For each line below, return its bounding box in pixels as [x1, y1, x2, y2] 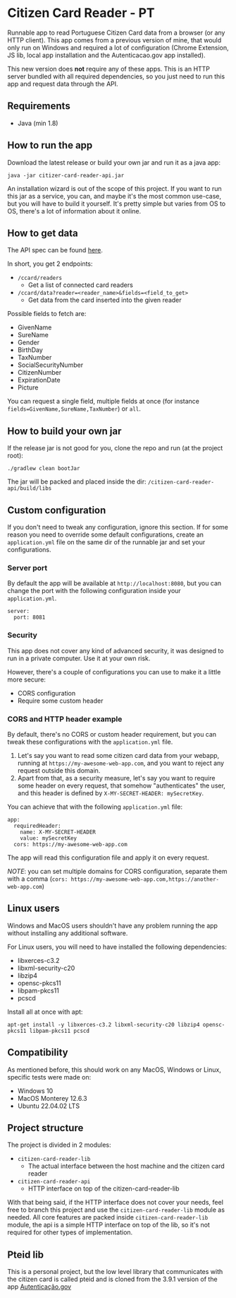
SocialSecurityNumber [17, 361, 83, 369]
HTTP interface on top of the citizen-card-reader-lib [27, 1184, 180, 1193]
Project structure [7, 1122, 84, 1134]
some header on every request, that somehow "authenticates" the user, [17, 781, 225, 790]
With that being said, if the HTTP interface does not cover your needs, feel [7, 1198, 224, 1207]
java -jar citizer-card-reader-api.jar [7, 172, 125, 179]
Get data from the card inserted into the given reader [27, 296, 182, 305]
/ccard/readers [17, 274, 63, 282]
